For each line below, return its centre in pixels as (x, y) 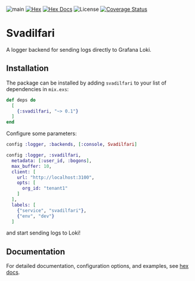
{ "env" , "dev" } (36, 216)
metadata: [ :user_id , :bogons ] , (52, 161)
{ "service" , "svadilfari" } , (52, 210)
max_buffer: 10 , (32, 166)
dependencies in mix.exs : (38, 89)
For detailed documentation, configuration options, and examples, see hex (97, 266)
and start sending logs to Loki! (44, 233)
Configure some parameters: (42, 133)
